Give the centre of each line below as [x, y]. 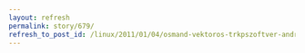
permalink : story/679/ [51, 26]
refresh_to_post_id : [48, 34]
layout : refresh [39, 18]
